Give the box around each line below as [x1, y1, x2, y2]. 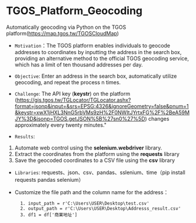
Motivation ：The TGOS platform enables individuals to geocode [14, 42, 171, 49]
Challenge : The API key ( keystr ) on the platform [14, 90, 131, 97]
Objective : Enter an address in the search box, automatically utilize [14, 72, 177, 79]
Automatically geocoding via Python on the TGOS [6, 24, 127, 31]
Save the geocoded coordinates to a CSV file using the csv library [14, 157, 175, 164]
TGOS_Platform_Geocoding [6, 4, 143, 18]
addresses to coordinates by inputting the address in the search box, [14, 48, 182, 55]
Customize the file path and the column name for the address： [14, 188, 169, 195]
